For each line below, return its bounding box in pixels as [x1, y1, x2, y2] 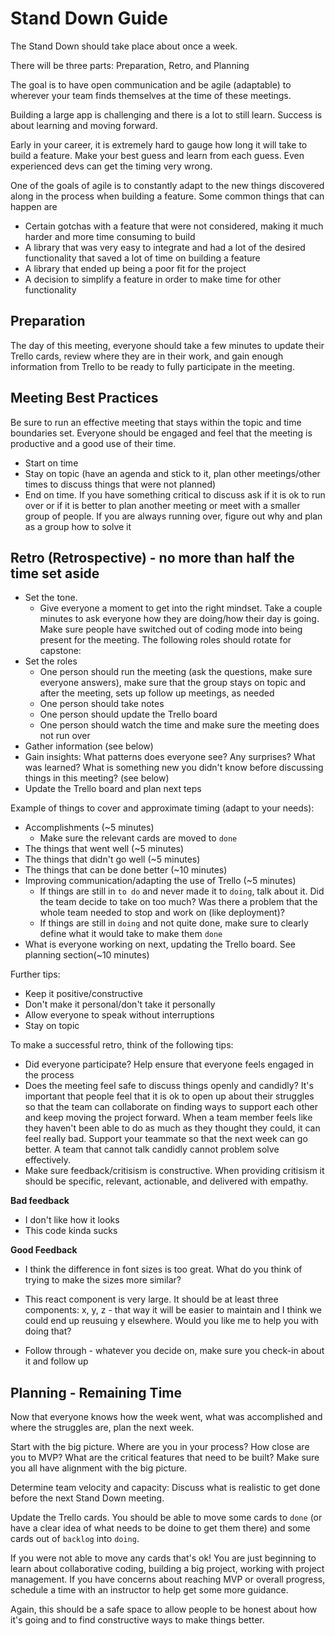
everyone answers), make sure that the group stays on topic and [39, 677, 307, 689]
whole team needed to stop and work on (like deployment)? [39, 907, 285, 919]
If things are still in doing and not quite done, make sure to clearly [39, 917, 309, 929]
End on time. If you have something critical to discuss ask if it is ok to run [24, 488, 326, 501]
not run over [39, 730, 91, 742]
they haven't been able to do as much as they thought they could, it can [24, 1122, 321, 1134]
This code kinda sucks [24, 1225, 118, 1237]
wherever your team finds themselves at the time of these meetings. [10, 89, 292, 101]
